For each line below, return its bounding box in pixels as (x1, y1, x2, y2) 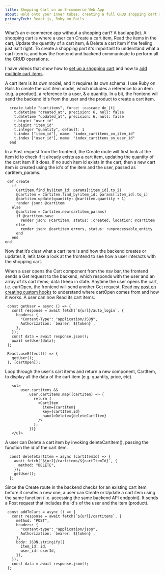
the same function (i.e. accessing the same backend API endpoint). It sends (5, 495, 158, 501)
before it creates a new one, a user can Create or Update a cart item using (5, 490, 156, 496)
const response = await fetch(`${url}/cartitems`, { (11, 514, 122, 519)
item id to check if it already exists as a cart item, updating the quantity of (5, 154, 154, 160)
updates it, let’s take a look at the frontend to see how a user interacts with (5, 253, 156, 259)
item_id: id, (20, 544, 48, 549)
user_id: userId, (20, 548, 56, 553)
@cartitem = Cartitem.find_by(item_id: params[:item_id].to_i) (16, 192, 148, 197)
